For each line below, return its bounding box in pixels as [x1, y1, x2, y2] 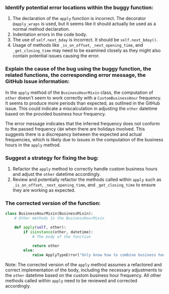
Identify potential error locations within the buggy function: [5, 4, 154, 11]
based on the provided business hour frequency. [5, 111, 107, 117]
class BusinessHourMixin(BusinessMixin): [5, 211, 94, 216]
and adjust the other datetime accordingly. [12, 171, 101, 177]
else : [23, 248, 35, 253]
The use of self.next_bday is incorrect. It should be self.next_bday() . [12, 37, 158, 43]
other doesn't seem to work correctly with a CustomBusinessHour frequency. [5, 94, 162, 101]
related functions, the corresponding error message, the [5, 72, 146, 79]
